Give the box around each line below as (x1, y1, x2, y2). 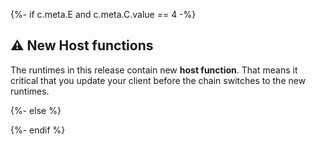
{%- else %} (10, 104, 62, 116)
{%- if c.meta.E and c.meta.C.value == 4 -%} (10, 9, 197, 20)
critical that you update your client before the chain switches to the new (10, 74, 307, 86)
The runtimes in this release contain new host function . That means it (10, 64, 298, 76)
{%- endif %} (10, 124, 66, 136)
